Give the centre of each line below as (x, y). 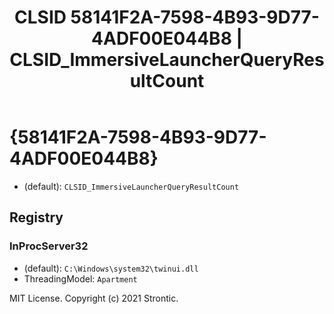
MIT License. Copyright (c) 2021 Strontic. (94, 298)
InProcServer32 (49, 246)
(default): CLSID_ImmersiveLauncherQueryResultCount (131, 186)
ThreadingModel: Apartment (80, 278)
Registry (36, 217)
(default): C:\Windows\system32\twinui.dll (111, 268)
